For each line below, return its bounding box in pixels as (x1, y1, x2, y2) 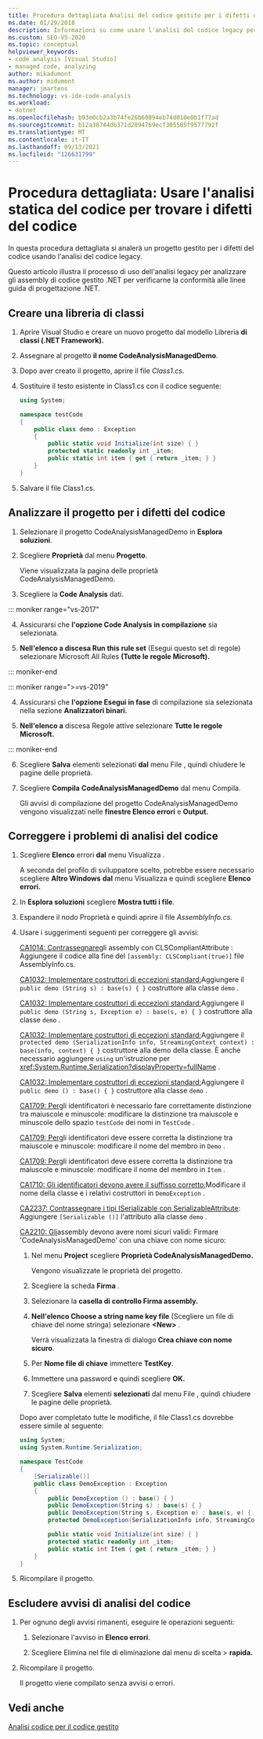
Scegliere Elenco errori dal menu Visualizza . (19, 850, 165, 860)
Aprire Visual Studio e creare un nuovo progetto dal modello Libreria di (19, 328, 248, 336)
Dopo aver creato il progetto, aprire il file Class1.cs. (19, 366, 185, 375)
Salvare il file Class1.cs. (19, 483, 95, 492)
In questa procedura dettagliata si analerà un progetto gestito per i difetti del (8, 243, 254, 253)
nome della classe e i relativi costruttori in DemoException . (19, 1188, 206, 1198)
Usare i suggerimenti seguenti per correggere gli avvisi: (19, 928, 200, 937)
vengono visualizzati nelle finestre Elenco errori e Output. (19, 807, 209, 816)
